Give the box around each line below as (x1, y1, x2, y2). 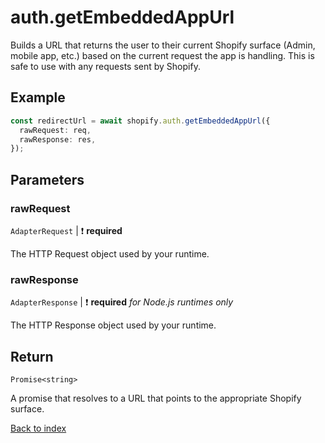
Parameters (10, 171, 85, 188)
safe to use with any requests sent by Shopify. (10, 60, 201, 72)
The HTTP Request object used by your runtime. (10, 247, 210, 260)
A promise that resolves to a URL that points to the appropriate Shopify (10, 392, 302, 405)
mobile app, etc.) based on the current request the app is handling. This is (10, 49, 315, 61)
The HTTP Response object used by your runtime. (10, 319, 217, 331)
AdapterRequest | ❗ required (10, 224, 123, 236)
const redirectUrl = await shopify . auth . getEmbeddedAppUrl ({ (10, 116, 271, 126)
